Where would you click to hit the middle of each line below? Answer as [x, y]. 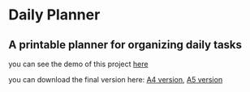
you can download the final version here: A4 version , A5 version [116, 79]
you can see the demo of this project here [78, 64]
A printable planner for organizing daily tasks [125, 45]
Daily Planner [54, 15]
